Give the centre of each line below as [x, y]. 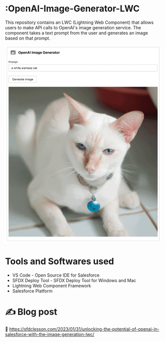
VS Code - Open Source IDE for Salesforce [56, 275]
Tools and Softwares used [60, 261]
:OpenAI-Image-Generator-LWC [72, 9]
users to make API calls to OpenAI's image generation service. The [73, 27]
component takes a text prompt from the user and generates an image [77, 33]
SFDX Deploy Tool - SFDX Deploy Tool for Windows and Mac [74, 280]
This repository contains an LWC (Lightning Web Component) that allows [80, 22]
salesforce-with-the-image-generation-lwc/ [50, 334]
